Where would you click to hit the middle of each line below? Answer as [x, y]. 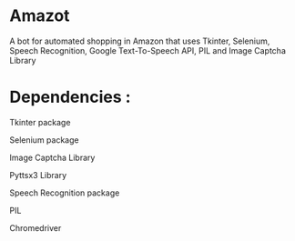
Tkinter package [40, 122]
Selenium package [44, 140]
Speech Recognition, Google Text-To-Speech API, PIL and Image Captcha [148, 50]
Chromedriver [36, 227]
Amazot [40, 16]
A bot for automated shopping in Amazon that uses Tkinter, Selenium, [140, 41]
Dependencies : [70, 97]
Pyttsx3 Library [38, 175]
